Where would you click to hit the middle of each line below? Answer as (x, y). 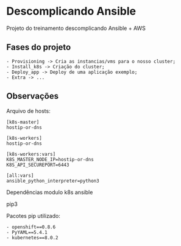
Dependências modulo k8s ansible (50, 192)
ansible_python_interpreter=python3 (53, 181)
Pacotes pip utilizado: (34, 215)
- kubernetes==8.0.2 (33, 237)
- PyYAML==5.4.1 (27, 232)
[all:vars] (20, 175)
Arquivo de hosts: (28, 110)
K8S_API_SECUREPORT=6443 (38, 165)
